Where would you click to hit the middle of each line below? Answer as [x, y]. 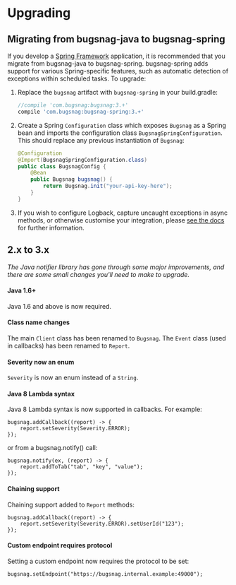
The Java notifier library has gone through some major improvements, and [116, 267]
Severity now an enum [41, 362]
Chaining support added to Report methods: [71, 504]
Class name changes [39, 322]
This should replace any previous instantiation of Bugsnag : [101, 140]
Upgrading [39, 13]
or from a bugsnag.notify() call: [52, 448]
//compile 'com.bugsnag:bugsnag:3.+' [73, 105]
